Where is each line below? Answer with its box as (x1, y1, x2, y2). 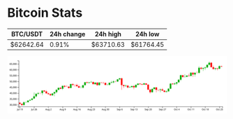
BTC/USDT (11, 30, 43, 38)
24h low (135, 30, 160, 38)
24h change (50, 30, 86, 38)
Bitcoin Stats (7, 5, 83, 21)
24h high (94, 30, 122, 38)
